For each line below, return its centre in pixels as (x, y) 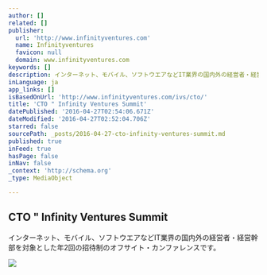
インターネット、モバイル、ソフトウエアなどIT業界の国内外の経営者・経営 (130, 237)
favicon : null (39, 52)
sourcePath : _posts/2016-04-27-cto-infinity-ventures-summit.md (117, 134)
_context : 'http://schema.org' (60, 171)
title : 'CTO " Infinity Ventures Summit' (78, 104)
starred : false (33, 126)
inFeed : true (30, 149)
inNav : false (30, 164)
